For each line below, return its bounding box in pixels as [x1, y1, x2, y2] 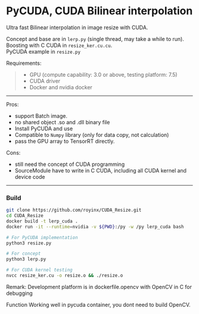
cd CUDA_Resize [6, 213, 44, 219]
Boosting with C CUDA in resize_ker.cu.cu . [6, 42, 113, 49]
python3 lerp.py [6, 256, 46, 262]
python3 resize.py [6, 240, 52, 246]
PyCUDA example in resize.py [6, 48, 81, 55]
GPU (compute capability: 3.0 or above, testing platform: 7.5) [29, 71, 178, 78]
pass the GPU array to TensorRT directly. [14, 137, 115, 145]
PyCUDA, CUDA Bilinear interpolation [6, 4, 193, 18]
